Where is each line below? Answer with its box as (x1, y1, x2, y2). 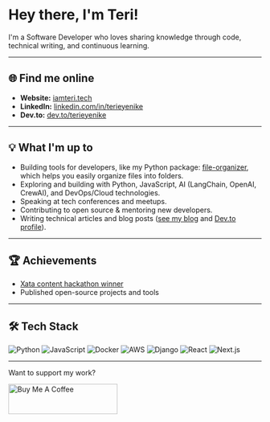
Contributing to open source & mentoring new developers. (19, 205, 213, 215)
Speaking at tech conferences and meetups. (19, 196, 167, 206)
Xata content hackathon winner (19, 279, 124, 289)
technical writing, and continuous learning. (8, 40, 150, 50)
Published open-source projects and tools (19, 288, 159, 297)
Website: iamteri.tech (19, 92, 92, 102)
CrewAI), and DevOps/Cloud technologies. (19, 187, 161, 198)
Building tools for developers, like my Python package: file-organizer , (19, 162, 249, 172)
